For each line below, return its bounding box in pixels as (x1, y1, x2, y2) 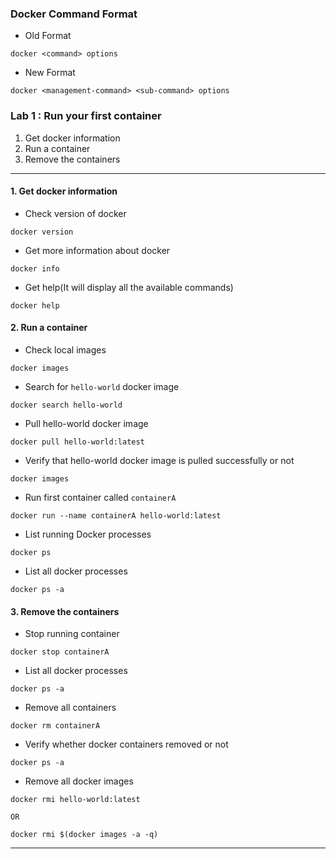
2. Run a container (10, 322, 88, 334)
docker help (10, 300, 60, 311)
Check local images (24, 344, 107, 356)
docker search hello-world (10, 400, 123, 410)
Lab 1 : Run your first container (10, 109, 162, 123)
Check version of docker (24, 207, 127, 219)
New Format (24, 67, 76, 79)
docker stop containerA (10, 647, 110, 657)
